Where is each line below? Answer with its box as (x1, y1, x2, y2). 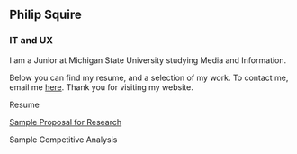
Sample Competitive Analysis (9, 134, 118, 145)
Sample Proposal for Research (9, 116, 122, 127)
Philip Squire (9, 7, 83, 23)
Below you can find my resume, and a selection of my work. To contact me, (9, 72, 289, 83)
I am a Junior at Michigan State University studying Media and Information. (9, 54, 287, 66)
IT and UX (9, 34, 54, 47)
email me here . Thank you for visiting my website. (9, 81, 193, 93)
